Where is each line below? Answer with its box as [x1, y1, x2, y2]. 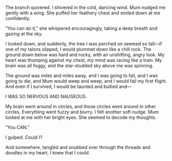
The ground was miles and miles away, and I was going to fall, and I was [5, 73, 158, 79]
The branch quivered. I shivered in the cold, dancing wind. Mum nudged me [5, 5, 166, 10]
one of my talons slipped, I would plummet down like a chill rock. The [5, 46, 151, 52]
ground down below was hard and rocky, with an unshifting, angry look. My [5, 51, 165, 58]
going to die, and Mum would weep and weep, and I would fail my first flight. [5, 78, 167, 84]
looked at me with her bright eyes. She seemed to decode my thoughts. [5, 114, 157, 120]
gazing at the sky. [5, 31, 43, 37]
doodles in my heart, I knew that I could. [5, 150, 90, 156]
